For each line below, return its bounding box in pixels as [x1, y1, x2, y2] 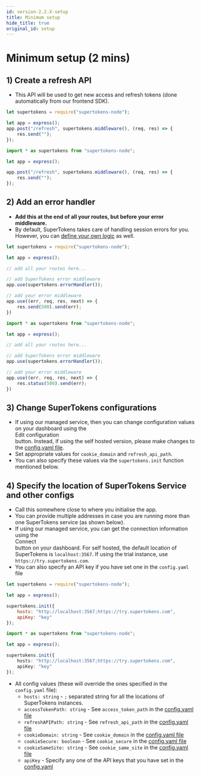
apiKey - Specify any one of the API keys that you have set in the [23, 756, 184, 763]
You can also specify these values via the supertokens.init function [14, 457, 184, 464]
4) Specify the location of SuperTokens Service [6, 480, 187, 491]
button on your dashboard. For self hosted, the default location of [14, 544, 177, 551]
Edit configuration [14, 431, 59, 438]
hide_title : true [6, 20, 50, 26]
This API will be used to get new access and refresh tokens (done [14, 91, 178, 99]
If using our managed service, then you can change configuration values [14, 419, 195, 426]
